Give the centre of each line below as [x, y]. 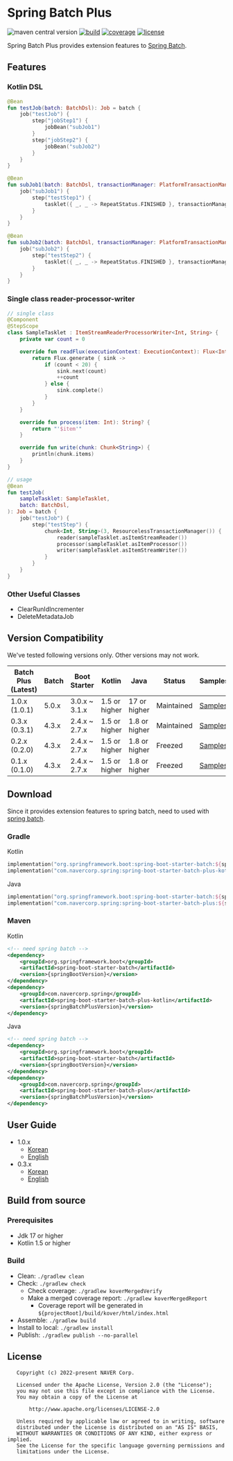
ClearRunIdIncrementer [51, 609]
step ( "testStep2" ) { [62, 255]
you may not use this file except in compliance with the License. [116, 1391]
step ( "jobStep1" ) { [60, 121]
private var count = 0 [52, 339]
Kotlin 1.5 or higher [44, 1242]
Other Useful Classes [44, 594]
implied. [20, 1439]
